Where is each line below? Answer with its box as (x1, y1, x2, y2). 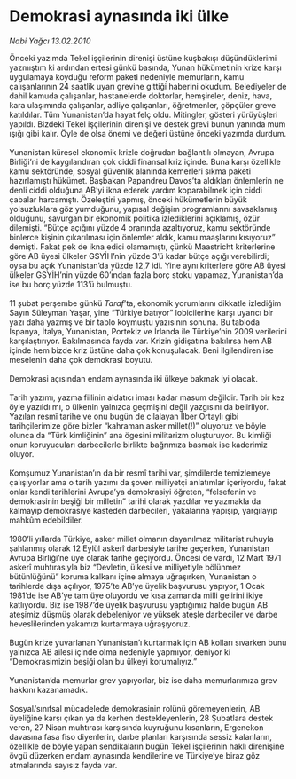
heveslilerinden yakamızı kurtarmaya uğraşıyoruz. (9, 618, 191, 629)
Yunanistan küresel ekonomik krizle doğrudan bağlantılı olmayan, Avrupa (9, 146, 275, 157)
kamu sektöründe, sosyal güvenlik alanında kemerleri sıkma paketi (9, 166, 251, 177)
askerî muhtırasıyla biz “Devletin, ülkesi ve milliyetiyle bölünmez (9, 562, 242, 572)
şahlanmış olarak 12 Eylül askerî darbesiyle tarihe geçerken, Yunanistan (9, 543, 270, 554)
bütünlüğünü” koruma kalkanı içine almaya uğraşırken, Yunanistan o (9, 570, 257, 582)
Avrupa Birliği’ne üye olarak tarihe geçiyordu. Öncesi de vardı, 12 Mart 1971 (9, 552, 282, 563)
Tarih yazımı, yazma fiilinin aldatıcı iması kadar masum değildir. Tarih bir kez (9, 392, 285, 403)
